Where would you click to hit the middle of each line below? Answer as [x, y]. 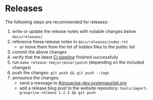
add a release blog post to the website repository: [69, 88]
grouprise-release [38, 93]
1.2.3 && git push [77, 93]
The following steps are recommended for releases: [57, 22]
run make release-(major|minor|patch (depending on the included [78, 62]
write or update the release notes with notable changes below [74, 31]
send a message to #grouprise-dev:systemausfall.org [73, 83]
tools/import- [134, 88]
